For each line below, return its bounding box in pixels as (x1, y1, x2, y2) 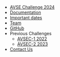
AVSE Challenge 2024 (9, 4, 55, 10)
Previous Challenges (9, 31, 52, 36)
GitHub (9, 25, 25, 31)
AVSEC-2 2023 (17, 41, 48, 47)
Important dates (9, 15, 43, 20)
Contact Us (9, 47, 33, 52)
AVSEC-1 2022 (17, 36, 48, 42)
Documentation (9, 9, 41, 15)
